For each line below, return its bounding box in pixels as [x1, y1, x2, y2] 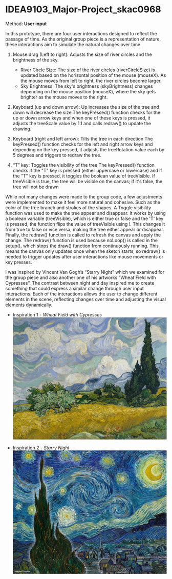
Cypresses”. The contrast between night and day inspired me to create [5, 279, 155, 286]
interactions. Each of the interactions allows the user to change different [5, 291, 158, 297]
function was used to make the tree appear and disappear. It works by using [5, 210, 166, 216]
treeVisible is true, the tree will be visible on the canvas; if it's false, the [12, 178, 163, 184]
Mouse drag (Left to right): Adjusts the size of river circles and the [12, 51, 153, 57]
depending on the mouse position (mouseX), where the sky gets [20, 88, 156, 94]
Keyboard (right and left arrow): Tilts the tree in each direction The [12, 135, 153, 142]
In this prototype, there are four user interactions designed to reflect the [5, 30, 157, 36]
